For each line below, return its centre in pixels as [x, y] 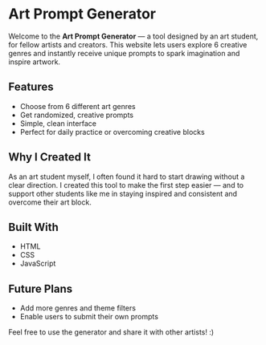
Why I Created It [49, 157]
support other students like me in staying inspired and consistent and [123, 193]
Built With [33, 227]
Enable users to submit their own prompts [89, 317]
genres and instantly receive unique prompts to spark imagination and [124, 53]
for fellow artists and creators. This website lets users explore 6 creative [128, 44]
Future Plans [41, 288]
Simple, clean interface [58, 123]
